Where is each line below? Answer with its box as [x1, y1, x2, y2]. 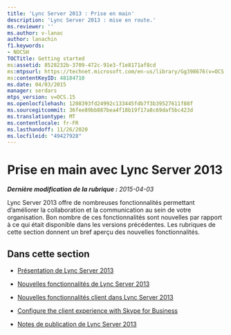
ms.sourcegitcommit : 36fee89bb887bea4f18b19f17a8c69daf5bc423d [7, 107, 194, 114]
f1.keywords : [7, 42, 45, 49]
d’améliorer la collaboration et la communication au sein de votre [7, 206, 192, 215]
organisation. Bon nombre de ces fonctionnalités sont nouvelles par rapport [7, 213, 223, 221]
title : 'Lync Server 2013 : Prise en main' [7, 10, 135, 17]
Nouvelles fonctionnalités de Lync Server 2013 [17, 280, 150, 288]
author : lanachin [7, 36, 57, 43]
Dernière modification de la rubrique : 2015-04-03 [7, 185, 154, 194]
